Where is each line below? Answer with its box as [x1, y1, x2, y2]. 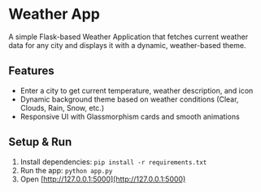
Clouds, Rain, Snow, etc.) [20, 103, 104, 112]
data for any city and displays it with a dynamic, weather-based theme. [8, 40, 246, 50]
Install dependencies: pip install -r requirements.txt [20, 156, 207, 167]
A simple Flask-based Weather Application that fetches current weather [8, 32, 249, 41]
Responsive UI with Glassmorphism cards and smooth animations [20, 111, 240, 121]
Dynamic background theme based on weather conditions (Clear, [20, 94, 239, 104]
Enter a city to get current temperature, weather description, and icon [20, 85, 254, 95]
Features [8, 64, 54, 78]
